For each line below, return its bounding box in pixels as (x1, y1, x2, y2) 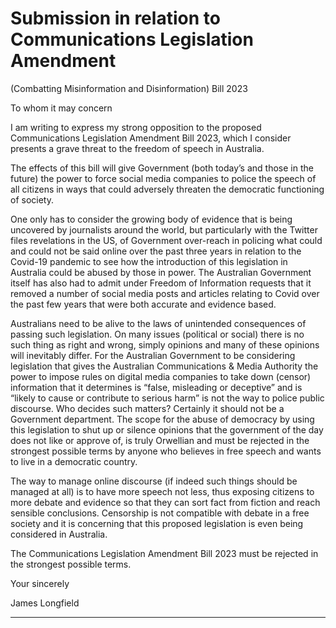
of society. (10, 193, 54, 206)
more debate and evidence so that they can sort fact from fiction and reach (10, 496, 321, 508)
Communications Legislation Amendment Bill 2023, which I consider (10, 132, 292, 144)
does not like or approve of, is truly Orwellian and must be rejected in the (10, 434, 310, 446)
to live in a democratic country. (10, 455, 138, 467)
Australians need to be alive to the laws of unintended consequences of (10, 317, 307, 329)
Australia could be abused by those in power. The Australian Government (10, 266, 312, 278)
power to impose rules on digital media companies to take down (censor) (10, 370, 312, 382)
